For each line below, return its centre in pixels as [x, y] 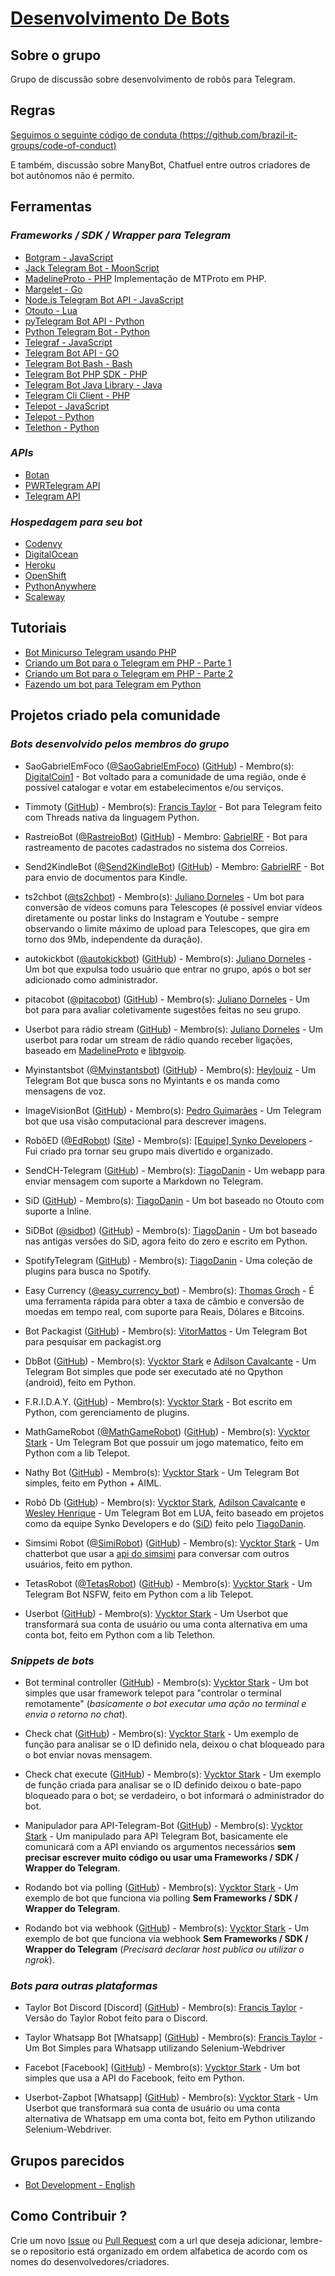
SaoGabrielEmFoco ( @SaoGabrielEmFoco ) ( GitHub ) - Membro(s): [159, 766]
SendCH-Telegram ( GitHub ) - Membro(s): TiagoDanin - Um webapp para [175, 1170]
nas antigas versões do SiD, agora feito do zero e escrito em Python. [166, 1241]
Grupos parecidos [67, 2160]
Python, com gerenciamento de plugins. [107, 1412]
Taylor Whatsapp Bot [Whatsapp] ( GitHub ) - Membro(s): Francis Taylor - [173, 2038]
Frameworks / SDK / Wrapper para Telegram [121, 235]
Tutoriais [38, 628]
